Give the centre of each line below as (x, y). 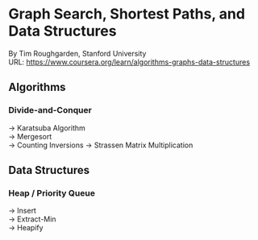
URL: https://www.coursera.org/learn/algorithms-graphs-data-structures (129, 62)
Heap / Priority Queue (52, 192)
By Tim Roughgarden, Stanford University (77, 53)
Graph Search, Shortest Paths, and (127, 14)
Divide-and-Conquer (50, 110)
